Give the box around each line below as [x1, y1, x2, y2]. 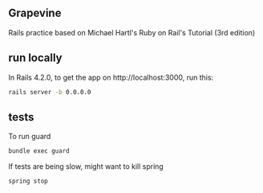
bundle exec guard [8, 147, 70, 155]
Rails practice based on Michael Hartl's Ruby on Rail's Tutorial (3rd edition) [8, 27, 256, 37]
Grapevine [8, 6, 62, 20]
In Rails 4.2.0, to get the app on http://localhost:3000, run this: [8, 72, 214, 82]
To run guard [8, 132, 51, 142]
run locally [8, 51, 63, 65]
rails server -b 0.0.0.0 [8, 88, 91, 96]
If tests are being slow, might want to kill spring [8, 162, 164, 171]
